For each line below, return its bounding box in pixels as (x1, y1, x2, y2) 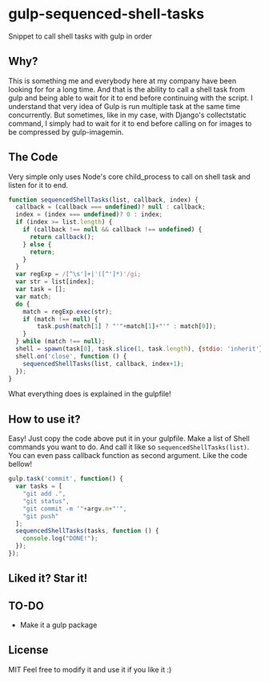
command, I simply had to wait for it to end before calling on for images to (8, 118, 252, 128)
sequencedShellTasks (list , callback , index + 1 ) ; (22, 359, 184, 367)
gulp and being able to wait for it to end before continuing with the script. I (8, 93, 254, 103)
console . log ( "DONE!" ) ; (22, 534, 98, 542)
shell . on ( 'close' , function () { (15, 352, 127, 360)
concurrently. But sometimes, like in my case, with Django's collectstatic (8, 110, 247, 120)
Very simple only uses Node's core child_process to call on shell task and (8, 172, 251, 181)
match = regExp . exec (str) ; (22, 307, 113, 315)
